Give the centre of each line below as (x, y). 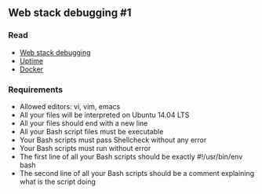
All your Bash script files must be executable (91, 131)
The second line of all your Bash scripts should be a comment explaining (137, 173)
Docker (31, 69)
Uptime (31, 60)
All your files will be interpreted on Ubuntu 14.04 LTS (104, 115)
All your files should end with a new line (84, 123)
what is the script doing (58, 181)
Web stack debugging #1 (70, 13)
